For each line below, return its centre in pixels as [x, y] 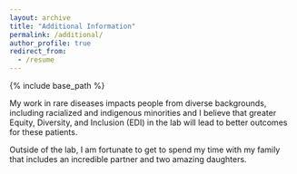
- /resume [36, 60]
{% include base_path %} [57, 86]
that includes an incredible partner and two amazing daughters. [128, 159]
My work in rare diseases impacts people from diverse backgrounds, [138, 103]
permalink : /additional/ [56, 34]
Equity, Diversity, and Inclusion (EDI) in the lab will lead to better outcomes [148, 122]
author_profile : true [50, 43]
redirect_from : [38, 52]
